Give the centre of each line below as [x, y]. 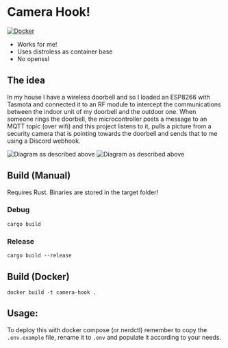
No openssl [33, 58]
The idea [26, 81]
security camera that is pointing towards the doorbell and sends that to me [112, 133]
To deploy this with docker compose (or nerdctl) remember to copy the [107, 329]
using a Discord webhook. [44, 141]
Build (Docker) [38, 276]
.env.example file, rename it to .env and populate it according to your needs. [114, 337]
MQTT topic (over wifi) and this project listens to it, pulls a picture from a [109, 126]
